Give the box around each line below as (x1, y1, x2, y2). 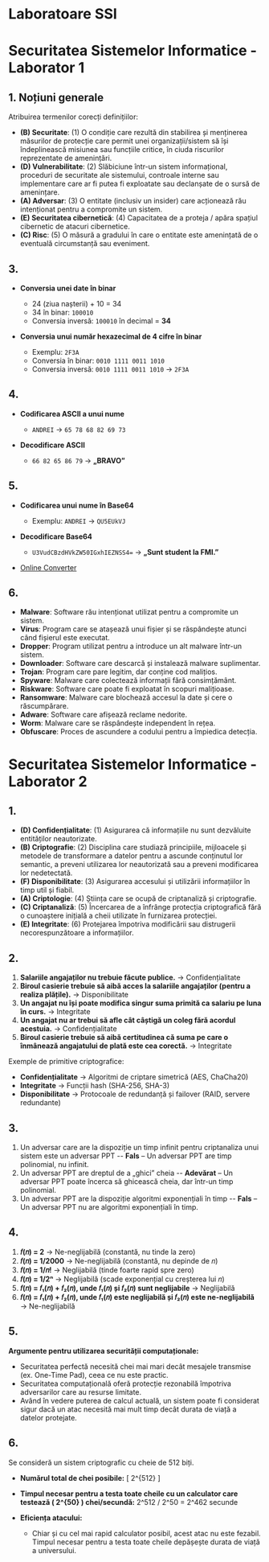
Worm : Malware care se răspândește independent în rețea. (19, 718, 216, 728)
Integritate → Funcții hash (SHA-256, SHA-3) (19, 1081, 170, 1091)
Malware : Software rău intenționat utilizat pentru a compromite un (19, 607, 239, 617)
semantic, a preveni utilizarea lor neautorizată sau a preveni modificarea (19, 860, 259, 869)
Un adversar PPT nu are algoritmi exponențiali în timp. (19, 1202, 199, 1212)
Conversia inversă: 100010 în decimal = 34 (31, 316, 171, 326)
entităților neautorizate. (19, 834, 98, 844)
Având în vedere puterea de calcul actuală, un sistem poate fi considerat (19, 1396, 259, 1405)
